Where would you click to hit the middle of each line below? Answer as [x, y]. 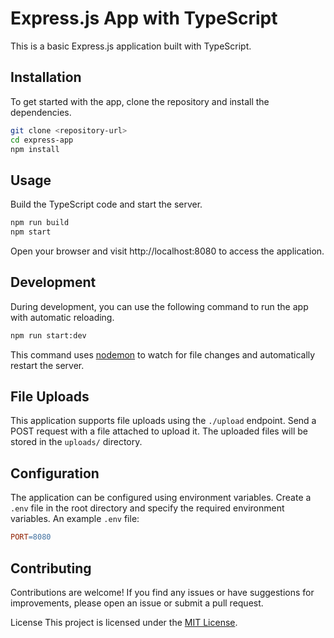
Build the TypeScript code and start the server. [106, 204]
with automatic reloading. [62, 317]
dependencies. [41, 112]
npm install [35, 149]
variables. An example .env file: [75, 519]
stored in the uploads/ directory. [76, 442]
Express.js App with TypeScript [144, 18]
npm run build [40, 223]
